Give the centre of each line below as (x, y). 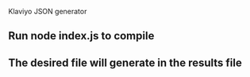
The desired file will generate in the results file (125, 62)
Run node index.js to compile (81, 36)
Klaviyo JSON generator (48, 11)
